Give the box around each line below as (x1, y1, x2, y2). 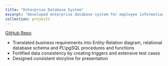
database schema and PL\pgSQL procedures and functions (12, 45, 134, 51)
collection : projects (5, 16, 50, 21)
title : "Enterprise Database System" (5, 7, 84, 12)
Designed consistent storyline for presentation (12, 56, 108, 62)
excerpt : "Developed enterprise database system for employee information (5, 12, 164, 17)
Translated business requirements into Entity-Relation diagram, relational (12, 40, 162, 46)
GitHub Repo (5, 30, 31, 36)
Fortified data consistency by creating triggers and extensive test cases (12, 50, 160, 56)
